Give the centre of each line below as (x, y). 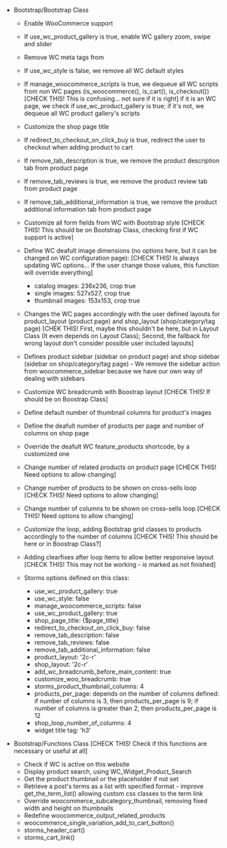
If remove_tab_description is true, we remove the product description (122, 161)
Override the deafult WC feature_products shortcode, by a (107, 446)
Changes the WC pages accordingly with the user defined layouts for (122, 314)
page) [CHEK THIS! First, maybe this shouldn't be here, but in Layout (121, 329)
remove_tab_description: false (77, 635)
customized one (47, 454)
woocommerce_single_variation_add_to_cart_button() (99, 823)
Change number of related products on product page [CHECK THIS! (120, 467)
